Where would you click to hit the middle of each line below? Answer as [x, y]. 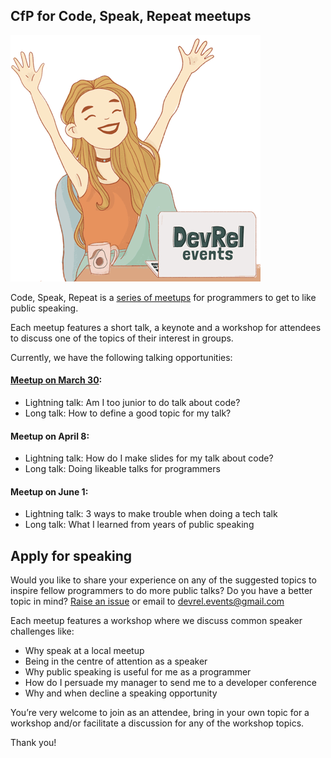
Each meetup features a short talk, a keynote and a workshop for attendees [166, 327]
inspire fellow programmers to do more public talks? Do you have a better [161, 591]
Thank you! [33, 743]
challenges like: [42, 631]
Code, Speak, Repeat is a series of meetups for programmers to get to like [163, 297]
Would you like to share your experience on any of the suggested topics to [163, 580]
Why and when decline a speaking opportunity [121, 693]
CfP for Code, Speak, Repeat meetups [131, 16]
